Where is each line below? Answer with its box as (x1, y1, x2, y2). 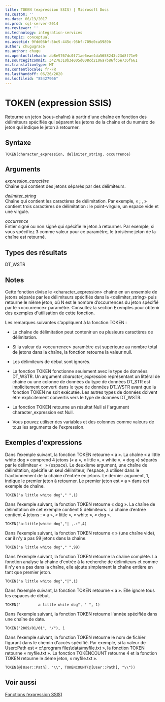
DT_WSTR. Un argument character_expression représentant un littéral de (12, 373, 160, 379)
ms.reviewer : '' (5, 26, 38, 31)
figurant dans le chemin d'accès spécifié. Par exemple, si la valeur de (5, 639, 146, 645)
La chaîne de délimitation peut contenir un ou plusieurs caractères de (12, 329, 154, 335)
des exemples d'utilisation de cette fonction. (5, 310, 95, 316)
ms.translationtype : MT (5, 62, 54, 67)
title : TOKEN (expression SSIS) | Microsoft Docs (5, 7, 109, 12)
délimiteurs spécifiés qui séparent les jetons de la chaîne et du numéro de (5, 119, 155, 125)
